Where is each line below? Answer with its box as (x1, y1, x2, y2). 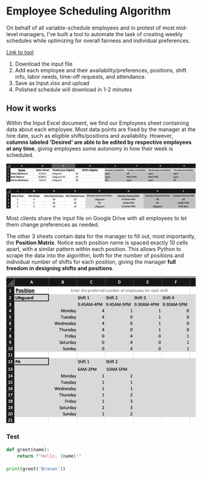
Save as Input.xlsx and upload (14, 79, 90, 87)
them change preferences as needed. (6, 221, 100, 228)
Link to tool (6, 48, 34, 55)
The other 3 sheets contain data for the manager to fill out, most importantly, (6, 232, 196, 240)
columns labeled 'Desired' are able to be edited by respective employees (6, 138, 192, 146)
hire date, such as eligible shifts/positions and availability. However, (6, 132, 173, 139)
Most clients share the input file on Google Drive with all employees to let (6, 214, 188, 222)
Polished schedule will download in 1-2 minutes (14, 85, 132, 93)
